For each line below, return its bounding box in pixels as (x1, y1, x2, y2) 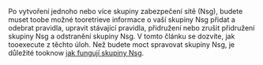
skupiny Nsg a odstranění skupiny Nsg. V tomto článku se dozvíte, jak (8, 31, 235, 41)
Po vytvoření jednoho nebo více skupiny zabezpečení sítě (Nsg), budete (8, 7, 243, 16)
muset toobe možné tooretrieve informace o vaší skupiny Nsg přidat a (8, 15, 235, 24)
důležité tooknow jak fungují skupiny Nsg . (8, 49, 145, 57)
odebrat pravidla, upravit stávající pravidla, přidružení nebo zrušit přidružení (8, 23, 255, 32)
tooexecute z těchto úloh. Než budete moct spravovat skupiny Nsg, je (8, 40, 235, 49)
